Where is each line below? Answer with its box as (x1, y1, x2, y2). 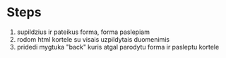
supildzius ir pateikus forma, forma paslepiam (16, 28, 150, 36)
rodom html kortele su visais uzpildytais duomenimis (16, 35, 170, 43)
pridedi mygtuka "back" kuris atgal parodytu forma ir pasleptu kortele (16, 42, 220, 51)
